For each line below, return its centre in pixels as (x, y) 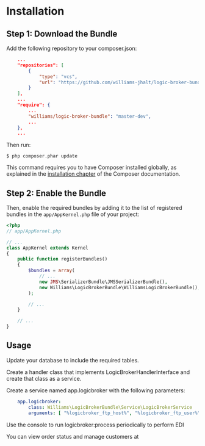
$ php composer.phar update (42, 156)
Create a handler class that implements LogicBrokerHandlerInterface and (98, 372)
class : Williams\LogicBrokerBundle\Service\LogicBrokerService (110, 407)
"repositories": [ (41, 65)
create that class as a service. (44, 378)
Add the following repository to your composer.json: (72, 48)
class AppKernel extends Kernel (47, 248)
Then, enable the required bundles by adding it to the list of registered (94, 208)
